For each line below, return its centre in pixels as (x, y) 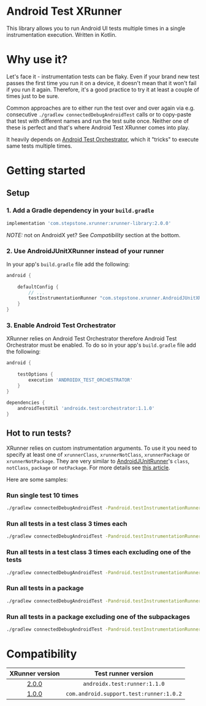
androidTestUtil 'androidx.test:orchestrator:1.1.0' (86, 409)
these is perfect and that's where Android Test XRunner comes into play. (98, 127)
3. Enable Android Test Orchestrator (61, 325)
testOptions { (35, 374)
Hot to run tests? (39, 433)
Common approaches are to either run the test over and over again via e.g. (101, 108)
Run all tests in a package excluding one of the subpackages (98, 617)
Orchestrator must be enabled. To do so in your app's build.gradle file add (101, 345)
